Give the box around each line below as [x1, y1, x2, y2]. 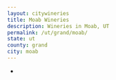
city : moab [7, 49, 39, 55]
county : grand [7, 42, 48, 49]
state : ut [7, 36, 36, 42]
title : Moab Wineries [7, 16, 70, 23]
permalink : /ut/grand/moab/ [7, 29, 88, 36]
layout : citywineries [7, 10, 70, 17]
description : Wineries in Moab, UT [7, 23, 110, 29]
